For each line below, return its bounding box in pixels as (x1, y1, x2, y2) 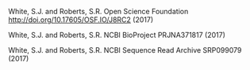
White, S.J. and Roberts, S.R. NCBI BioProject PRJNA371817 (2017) (8, 31, 226, 39)
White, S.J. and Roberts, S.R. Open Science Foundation (8, 7, 189, 16)
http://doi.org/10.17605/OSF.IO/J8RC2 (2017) (8, 15, 154, 24)
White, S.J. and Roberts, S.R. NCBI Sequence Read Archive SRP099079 (8, 46, 242, 54)
